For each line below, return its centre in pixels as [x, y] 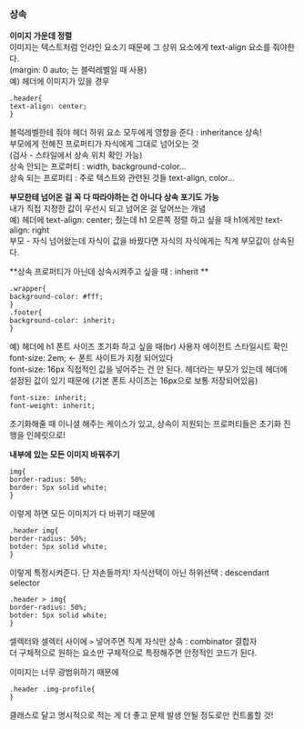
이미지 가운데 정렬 [41, 36]
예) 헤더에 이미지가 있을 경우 [60, 81]
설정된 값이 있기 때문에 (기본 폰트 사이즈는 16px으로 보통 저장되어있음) [134, 381]
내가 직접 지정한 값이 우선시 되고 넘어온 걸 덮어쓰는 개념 [108, 209]
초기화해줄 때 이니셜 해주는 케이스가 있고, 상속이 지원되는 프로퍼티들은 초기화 [146, 424]
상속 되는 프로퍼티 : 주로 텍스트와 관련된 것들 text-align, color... [122, 178]
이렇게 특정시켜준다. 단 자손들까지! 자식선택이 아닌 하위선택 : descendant [140, 573]
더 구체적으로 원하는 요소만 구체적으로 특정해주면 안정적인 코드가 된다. [133, 653]
